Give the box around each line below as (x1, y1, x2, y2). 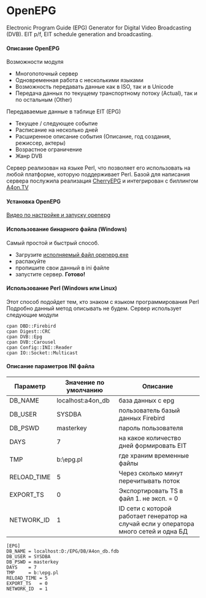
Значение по (65, 378, 105, 387)
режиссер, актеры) (15, 139, 66, 147)
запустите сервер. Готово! (15, 270, 86, 278)
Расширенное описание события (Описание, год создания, (15, 133, 172, 140)
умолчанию (66, 385, 103, 394)
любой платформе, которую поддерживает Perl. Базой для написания (6, 171, 190, 178)
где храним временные (118, 451, 189, 460)
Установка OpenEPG (6, 197, 61, 205)
